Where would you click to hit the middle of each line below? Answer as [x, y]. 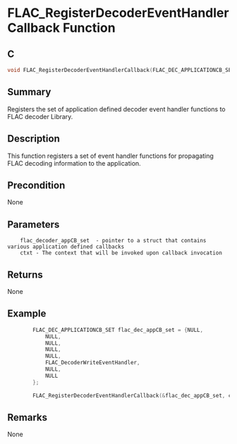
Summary [29, 92]
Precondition [36, 185]
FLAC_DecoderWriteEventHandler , [92, 363]
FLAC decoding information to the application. [74, 163]
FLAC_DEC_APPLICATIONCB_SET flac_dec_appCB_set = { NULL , [118, 330]
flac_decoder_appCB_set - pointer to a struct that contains [113, 241]
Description [34, 139]
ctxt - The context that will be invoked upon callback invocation [121, 253]
